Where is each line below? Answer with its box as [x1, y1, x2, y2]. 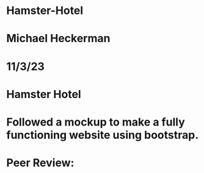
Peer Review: [6, 156, 75, 170]
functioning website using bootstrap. [6, 128, 199, 142]
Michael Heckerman [6, 32, 111, 46]
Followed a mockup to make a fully [6, 115, 185, 129]
